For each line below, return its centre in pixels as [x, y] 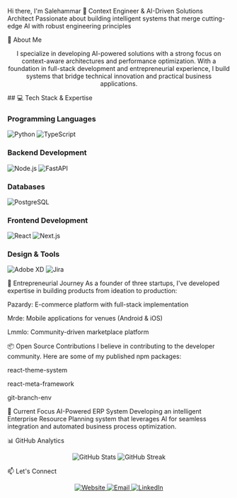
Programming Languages [52, 118]
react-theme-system [37, 370]
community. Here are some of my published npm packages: [94, 356]
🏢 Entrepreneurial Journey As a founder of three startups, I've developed [114, 283]
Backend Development [47, 153]
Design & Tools [34, 254]
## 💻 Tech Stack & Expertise [50, 98]
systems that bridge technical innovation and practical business [119, 76]
